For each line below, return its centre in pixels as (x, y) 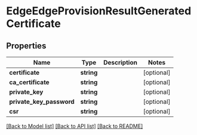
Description (120, 62)
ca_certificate (29, 82)
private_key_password (42, 102)
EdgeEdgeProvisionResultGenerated (99, 11)
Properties (26, 46)
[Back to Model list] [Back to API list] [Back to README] (75, 126)
